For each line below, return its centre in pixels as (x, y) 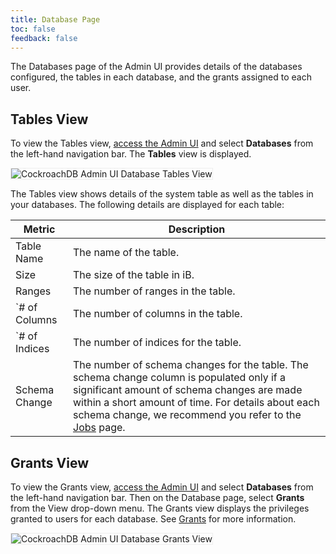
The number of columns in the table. (158, 314)
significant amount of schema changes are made (188, 390)
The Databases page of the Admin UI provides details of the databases (156, 67)
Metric (39, 229)
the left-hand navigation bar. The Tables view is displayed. (131, 154)
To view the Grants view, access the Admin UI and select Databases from (162, 487)
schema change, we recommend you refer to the (187, 415)
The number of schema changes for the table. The (191, 365)
